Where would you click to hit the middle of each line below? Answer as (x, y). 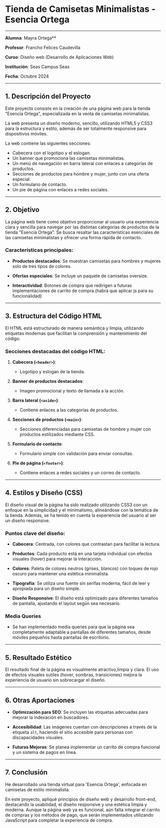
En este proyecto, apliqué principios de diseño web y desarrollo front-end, (81, 799)
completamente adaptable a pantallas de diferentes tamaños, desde (82, 632)
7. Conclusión (26, 772)
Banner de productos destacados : (48, 381)
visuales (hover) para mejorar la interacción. (57, 559)
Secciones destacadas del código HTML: (55, 351)
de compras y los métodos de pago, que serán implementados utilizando (80, 815)
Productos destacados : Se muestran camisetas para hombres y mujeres (86, 261)
